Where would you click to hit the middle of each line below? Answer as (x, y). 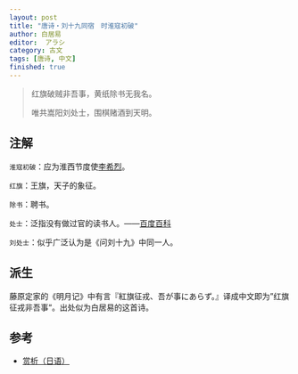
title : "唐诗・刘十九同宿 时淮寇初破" (74, 26)
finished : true (37, 68)
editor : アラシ (37, 42)
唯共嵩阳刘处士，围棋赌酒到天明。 (94, 112)
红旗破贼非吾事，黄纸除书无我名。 (94, 93)
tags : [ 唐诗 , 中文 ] (43, 59)
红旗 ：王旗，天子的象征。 (55, 185)
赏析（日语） (46, 361)
